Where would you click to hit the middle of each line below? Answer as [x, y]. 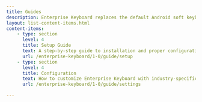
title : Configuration [49, 73]
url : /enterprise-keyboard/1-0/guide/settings [81, 85]
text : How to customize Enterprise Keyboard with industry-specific [110, 79]
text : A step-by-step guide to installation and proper [93, 51]
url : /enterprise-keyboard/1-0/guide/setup [78, 56]
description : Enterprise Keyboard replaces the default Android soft [95, 17]
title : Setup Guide [46, 46]
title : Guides [24, 12]
